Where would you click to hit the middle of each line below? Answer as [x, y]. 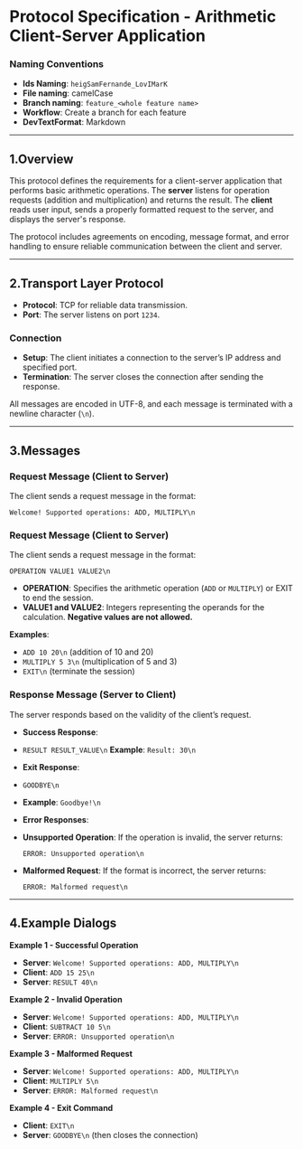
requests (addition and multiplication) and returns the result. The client [141, 200]
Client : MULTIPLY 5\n [60, 1080]
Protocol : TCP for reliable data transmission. [105, 306]
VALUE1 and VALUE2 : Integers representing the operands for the [143, 607]
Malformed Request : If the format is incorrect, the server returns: [144, 871]
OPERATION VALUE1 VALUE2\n [60, 571]
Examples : [29, 635]
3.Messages [45, 451]
